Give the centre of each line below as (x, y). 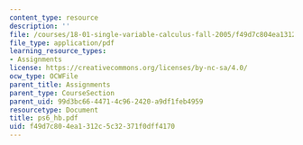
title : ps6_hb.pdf (44, 118)
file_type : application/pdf (62, 43)
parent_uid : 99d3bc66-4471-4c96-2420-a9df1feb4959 (106, 101)
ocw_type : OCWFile (44, 77)
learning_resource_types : (58, 51)
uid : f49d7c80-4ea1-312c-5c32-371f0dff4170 (92, 127)
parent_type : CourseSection (62, 93)
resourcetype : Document (54, 110)
